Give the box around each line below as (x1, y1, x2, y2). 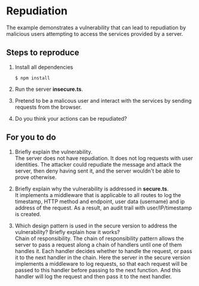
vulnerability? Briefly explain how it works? (14, 228, 120, 235)
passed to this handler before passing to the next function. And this (14, 266, 181, 273)
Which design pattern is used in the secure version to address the (14, 222, 177, 229)
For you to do (6, 133, 56, 143)
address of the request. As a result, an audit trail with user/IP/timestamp (14, 204, 192, 211)
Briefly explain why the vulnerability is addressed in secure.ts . (14, 185, 169, 192)
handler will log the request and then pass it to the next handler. (14, 273, 172, 280)
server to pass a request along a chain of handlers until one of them (14, 241, 182, 248)
